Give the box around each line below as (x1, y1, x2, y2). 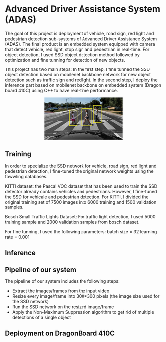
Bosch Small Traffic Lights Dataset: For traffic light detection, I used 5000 (5, 214, 156, 220)
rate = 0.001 (5, 234, 30, 240)
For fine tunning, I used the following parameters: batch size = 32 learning (5, 229, 157, 235)
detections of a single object (12, 314, 71, 321)
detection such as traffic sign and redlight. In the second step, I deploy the (5, 77, 158, 83)
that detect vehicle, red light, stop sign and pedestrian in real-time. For (5, 46, 150, 52)
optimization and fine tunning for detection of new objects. (5, 57, 125, 63)
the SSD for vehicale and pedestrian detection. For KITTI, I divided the (5, 194, 149, 200)
